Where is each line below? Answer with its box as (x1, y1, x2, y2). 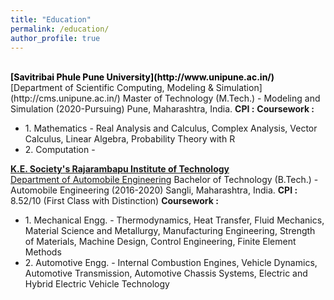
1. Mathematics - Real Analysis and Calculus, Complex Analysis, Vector (24, 122, 318, 135)
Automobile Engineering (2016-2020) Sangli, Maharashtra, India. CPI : (10, 184, 298, 196)
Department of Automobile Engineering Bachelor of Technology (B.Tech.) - (10, 174, 319, 186)
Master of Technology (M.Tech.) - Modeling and (122, 92, 321, 105)
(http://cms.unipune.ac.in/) (10, 92, 121, 105)
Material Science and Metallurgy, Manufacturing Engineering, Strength (24, 225, 316, 237)
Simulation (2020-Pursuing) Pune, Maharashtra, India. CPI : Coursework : (10, 103, 315, 115)
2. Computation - (24, 144, 96, 156)
